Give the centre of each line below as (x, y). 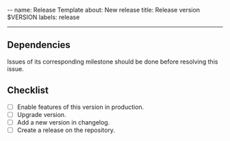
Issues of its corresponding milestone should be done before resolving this (113, 62)
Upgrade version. (41, 114)
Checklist (28, 91)
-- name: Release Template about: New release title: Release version (104, 10)
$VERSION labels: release (43, 17)
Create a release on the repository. (66, 130)
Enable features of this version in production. (80, 107)
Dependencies (39, 45)
